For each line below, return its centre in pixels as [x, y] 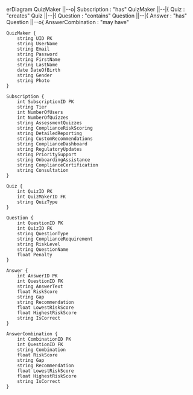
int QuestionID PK [40, 223]
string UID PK [35, 39]
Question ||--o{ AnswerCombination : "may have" [68, 22]
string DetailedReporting [50, 133]
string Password [38, 54]
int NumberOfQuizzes [43, 118]
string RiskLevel [39, 244]
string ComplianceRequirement [55, 239]
